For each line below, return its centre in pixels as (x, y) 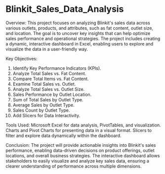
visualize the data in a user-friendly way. (47, 49)
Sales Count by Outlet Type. (41, 110)
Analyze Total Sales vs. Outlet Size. (49, 89)
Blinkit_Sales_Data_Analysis (65, 9)
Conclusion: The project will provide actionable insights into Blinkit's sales (81, 145)
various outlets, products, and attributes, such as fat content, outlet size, (80, 28)
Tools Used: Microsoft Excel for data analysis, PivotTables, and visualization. (83, 125)
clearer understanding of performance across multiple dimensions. (74, 166)
